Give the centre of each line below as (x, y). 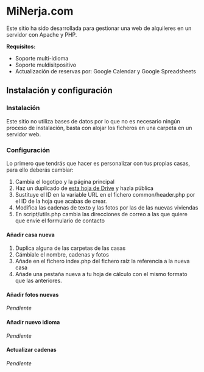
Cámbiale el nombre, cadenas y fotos (62, 255)
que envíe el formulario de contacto (60, 221)
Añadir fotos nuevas (33, 294)
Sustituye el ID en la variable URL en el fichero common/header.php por (105, 194)
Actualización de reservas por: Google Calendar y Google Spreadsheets (105, 71)
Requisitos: (21, 46)
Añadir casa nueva (30, 235)
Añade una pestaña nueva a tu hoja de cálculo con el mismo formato (101, 274)
